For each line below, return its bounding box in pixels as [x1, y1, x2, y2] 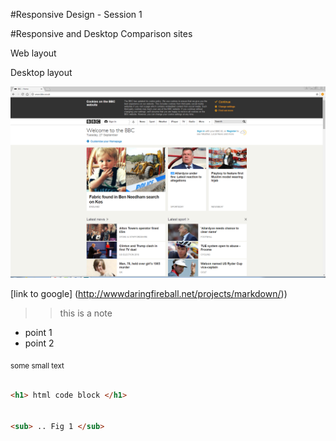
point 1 [24, 327, 53, 339]
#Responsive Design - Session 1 [10, 9, 143, 20]
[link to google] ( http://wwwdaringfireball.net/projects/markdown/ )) [10, 288, 288, 300]
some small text [10, 360, 65, 371]
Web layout [10, 47, 57, 59]
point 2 [24, 337, 55, 349]
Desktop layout [10, 67, 73, 78]
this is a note [59, 307, 113, 319]
